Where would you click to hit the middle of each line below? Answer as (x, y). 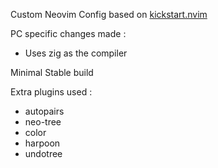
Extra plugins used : (51, 92)
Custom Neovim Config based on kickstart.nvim (109, 14)
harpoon (42, 143)
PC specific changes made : (68, 33)
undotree (43, 153)
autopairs (44, 111)
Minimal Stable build (52, 72)
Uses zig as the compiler (76, 53)
